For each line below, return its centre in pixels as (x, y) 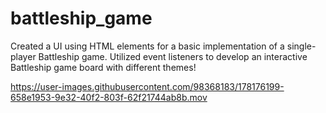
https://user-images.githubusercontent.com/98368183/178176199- (147, 86)
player (23, 56)
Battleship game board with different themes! (103, 67)
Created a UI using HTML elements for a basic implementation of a (147, 46)
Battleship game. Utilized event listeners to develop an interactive (173, 56)
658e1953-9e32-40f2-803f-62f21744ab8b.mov (109, 97)
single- (301, 46)
